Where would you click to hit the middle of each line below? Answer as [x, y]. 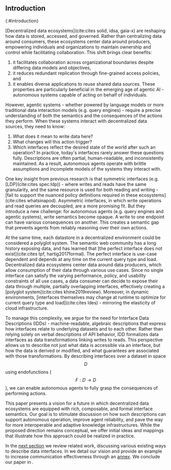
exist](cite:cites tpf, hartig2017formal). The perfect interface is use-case [81, 254]
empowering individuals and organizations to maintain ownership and [78, 47]
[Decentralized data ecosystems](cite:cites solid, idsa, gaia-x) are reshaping [86, 31]
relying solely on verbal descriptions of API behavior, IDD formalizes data [82, 334]
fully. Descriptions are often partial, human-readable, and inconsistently [88, 158]
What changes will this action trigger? [52, 142]
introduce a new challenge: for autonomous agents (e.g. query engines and [84, 211]
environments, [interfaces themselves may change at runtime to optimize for [86, 297]
